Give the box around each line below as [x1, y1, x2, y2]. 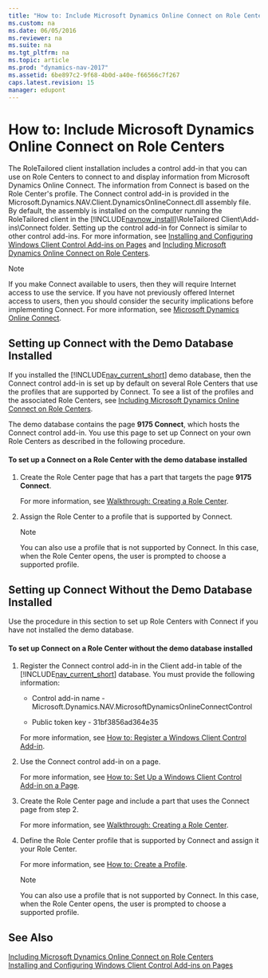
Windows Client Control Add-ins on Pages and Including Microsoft [8, 240, 227, 250]
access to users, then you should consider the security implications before [8, 296, 254, 306]
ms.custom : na [8, 19, 56, 27]
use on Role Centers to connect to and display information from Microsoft [8, 172, 250, 182]
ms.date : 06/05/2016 [8, 26, 77, 34]
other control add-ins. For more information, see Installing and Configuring [8, 232, 254, 241]
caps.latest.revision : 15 [8, 78, 94, 86]
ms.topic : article [8, 57, 69, 65]
